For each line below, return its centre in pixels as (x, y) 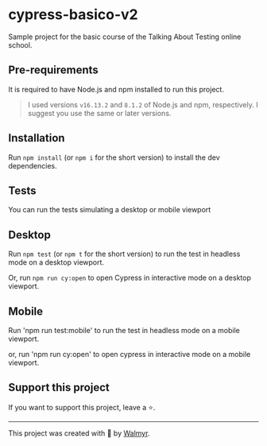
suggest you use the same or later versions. (99, 113)
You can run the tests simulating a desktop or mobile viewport (110, 210)
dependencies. (33, 165)
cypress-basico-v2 (73, 15)
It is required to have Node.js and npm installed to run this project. (116, 89)
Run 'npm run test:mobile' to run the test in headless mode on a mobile (124, 330)
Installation (37, 138)
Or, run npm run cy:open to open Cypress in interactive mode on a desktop (130, 278)
